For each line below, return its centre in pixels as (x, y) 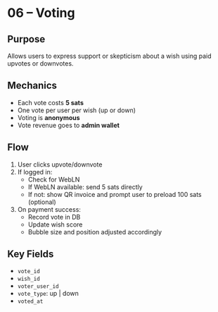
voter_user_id (38, 287)
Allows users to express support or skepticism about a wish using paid (110, 56)
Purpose (26, 39)
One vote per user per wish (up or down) (76, 110)
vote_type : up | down (48, 294)
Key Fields (31, 254)
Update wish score (55, 224)
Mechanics (32, 86)
